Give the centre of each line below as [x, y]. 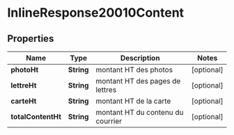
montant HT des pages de [138, 81]
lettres [106, 90]
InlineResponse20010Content [96, 13]
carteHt [24, 101]
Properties [31, 39]
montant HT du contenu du [140, 112]
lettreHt [24, 85]
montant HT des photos [134, 70]
